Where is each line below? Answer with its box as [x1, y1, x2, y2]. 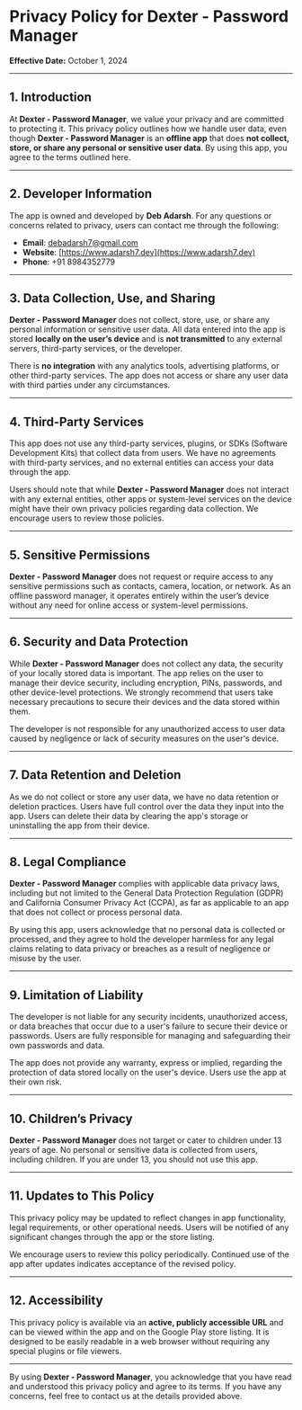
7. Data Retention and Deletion [9, 767, 182, 783]
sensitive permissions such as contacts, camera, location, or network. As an [9, 581, 291, 591]
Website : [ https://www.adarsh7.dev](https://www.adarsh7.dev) [22, 246, 256, 257]
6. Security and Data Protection [9, 634, 189, 649]
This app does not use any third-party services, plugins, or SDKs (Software [9, 438, 288, 449]
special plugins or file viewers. [9, 1345, 122, 1356]
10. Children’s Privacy [9, 1111, 133, 1126]
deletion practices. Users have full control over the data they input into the [9, 800, 285, 811]
